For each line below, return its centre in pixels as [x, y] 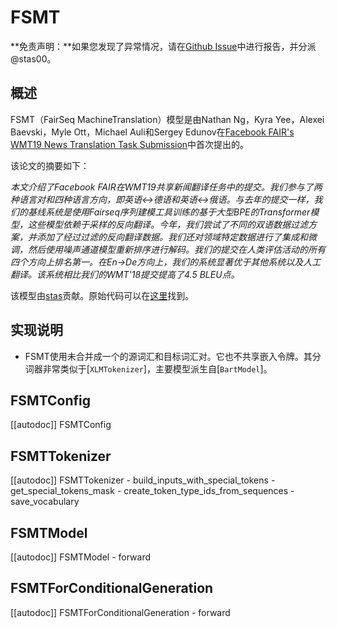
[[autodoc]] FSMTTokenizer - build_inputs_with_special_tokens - [143, 480]
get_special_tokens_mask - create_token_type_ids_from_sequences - [152, 491]
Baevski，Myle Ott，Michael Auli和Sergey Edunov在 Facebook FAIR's [152, 132]
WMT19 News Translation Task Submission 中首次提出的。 [130, 144]
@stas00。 [33, 58]
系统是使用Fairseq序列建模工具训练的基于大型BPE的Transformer [177, 212]
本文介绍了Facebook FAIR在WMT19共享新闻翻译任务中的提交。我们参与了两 [166, 187]
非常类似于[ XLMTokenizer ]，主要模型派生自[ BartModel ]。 [157, 368]
